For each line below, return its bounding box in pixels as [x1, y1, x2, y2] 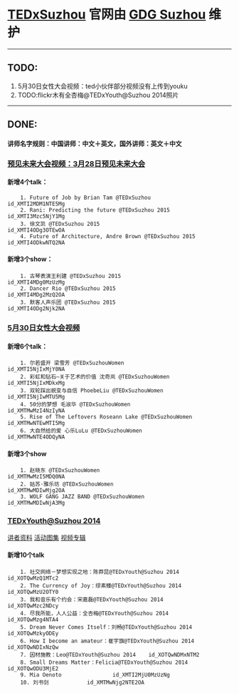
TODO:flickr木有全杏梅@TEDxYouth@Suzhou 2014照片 [17, 91, 179, 99]
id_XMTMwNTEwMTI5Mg [7, 420, 65, 427]
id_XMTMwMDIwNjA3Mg [7, 500, 65, 507]
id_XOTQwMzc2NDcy [7, 602, 59, 610]
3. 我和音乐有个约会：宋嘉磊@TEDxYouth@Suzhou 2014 [20, 596, 164, 603]
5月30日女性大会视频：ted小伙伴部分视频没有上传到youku [17, 81, 188, 90]
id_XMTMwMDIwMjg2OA [7, 487, 65, 494]
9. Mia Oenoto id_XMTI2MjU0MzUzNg [20, 671, 171, 678]
